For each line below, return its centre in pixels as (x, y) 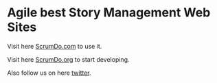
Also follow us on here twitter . (49, 73)
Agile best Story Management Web (109, 13)
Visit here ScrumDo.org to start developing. (68, 59)
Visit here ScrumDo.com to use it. (55, 46)
